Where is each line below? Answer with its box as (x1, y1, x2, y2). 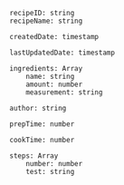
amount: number (25, 80, 83, 89)
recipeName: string (9, 16, 83, 25)
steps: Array (9, 151, 59, 161)
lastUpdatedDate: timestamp (9, 48, 116, 57)
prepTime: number (9, 120, 75, 129)
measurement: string (25, 88, 103, 97)
